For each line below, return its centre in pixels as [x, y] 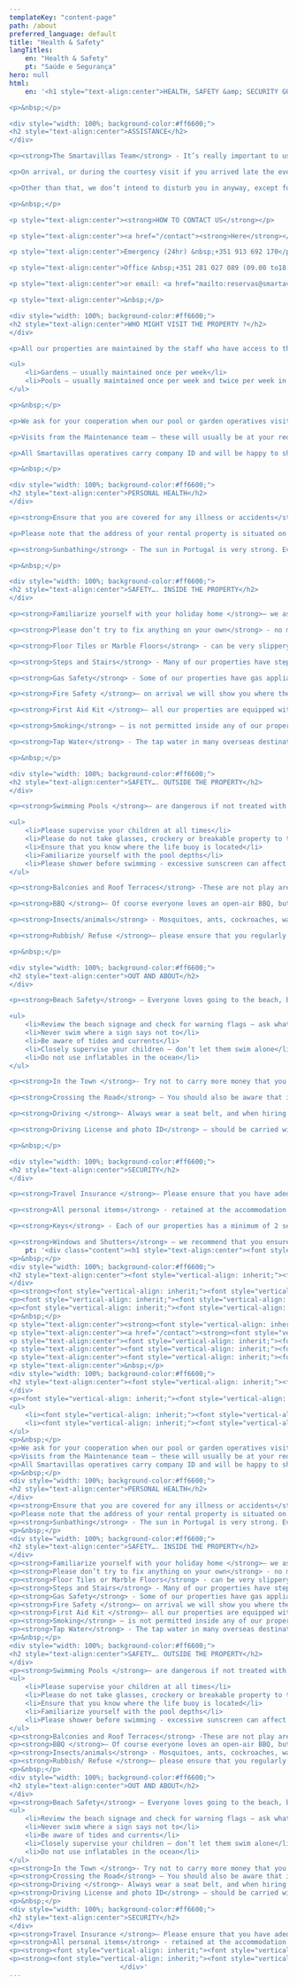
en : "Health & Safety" [67, 58]
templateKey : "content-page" [63, 17]
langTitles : [31, 51]
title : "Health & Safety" [57, 42]
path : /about [33, 26]
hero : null [29, 75]
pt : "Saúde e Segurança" [71, 67]
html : [19, 83]
